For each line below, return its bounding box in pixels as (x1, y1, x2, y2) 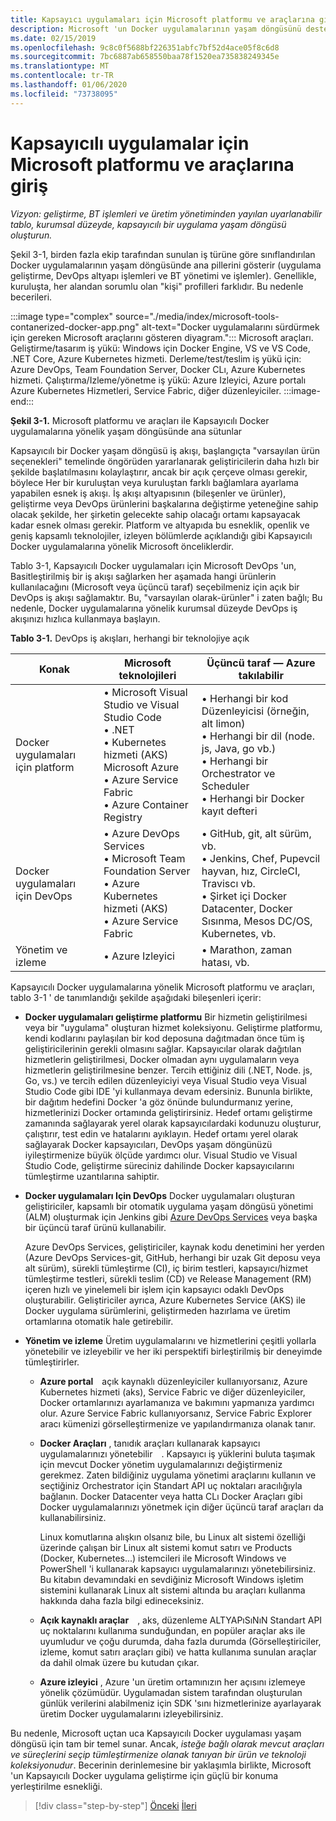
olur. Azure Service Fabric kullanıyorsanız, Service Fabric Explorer (39, 1407, 313, 1419)
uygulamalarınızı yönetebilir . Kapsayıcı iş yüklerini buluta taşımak (39, 1447, 316, 1460)
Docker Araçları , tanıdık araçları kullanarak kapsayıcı (39, 1437, 261, 1449)
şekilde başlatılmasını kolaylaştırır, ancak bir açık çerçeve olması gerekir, (10, 466, 308, 478)
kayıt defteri (201, 804, 258, 818)
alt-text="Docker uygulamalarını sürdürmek (141, 321, 320, 333)
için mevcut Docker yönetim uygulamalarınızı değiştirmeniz (39, 1458, 283, 1470)
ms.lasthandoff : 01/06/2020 (10, 80, 128, 90)
